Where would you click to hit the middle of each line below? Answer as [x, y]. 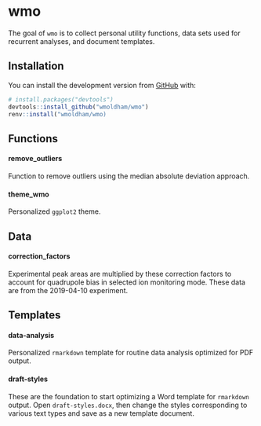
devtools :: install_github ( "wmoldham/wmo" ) [78, 107]
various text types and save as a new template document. [101, 413]
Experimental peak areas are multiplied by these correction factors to [120, 274]
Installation [36, 66]
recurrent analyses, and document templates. [82, 41]
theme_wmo [29, 194]
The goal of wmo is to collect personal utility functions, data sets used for [124, 33]
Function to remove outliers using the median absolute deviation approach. [129, 176]
